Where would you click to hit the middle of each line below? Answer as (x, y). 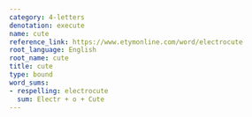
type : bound (31, 75)
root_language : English (53, 50)
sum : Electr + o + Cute (61, 99)
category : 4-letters (47, 17)
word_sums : (29, 83)
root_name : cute (39, 58)
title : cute (31, 67)
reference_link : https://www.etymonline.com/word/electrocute (126, 42)
